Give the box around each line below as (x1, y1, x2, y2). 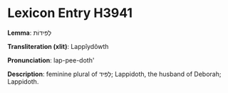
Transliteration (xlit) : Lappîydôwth (7, 42, 109, 50)
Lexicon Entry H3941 (7, 5, 133, 21)
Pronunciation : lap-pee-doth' (7, 55, 95, 65)
